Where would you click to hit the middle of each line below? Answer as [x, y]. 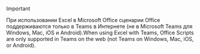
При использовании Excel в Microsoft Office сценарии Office [83, 20]
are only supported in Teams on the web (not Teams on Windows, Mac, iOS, [100, 39]
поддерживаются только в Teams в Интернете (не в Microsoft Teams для [99, 26]
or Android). [21, 45]
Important [18, 9]
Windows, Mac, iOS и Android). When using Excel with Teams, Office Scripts [100, 33]
